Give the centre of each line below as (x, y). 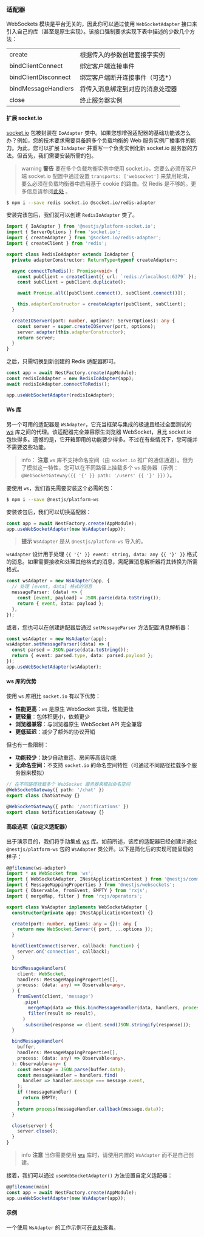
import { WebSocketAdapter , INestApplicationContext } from (84, 879)
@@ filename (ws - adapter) (36, 868)
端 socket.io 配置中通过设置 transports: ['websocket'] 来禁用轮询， (107, 176)
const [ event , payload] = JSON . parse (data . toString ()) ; (90, 598)
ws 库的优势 (22, 681)
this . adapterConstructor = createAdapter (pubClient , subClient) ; (102, 304)
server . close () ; (38, 1131)
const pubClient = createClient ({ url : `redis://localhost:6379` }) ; (107, 277)
